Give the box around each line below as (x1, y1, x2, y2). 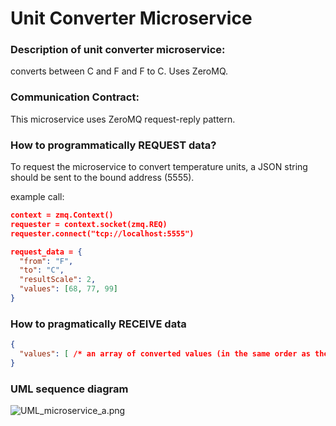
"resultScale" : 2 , (19, 275, 97, 285)
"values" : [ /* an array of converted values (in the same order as (19, 349, 311, 359)
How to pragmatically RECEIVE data (10, 317, 187, 331)
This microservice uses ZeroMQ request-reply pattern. (10, 113, 236, 125)
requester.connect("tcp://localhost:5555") (10, 228, 195, 239)
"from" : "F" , (19, 256, 74, 266)
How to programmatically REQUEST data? (10, 138, 217, 152)
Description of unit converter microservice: (10, 43, 226, 57)
